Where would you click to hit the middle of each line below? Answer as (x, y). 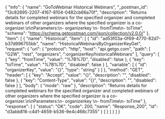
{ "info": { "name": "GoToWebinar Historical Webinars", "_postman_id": (77, 7)
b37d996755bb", (22, 44)
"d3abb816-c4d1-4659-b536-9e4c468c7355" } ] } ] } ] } (63, 112)
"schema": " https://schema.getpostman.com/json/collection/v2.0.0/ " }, (77, 33)
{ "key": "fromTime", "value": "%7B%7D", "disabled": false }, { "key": (75, 59)
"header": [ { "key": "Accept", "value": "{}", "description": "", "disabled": (78, 75)
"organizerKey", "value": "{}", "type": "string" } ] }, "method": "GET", (74, 70)
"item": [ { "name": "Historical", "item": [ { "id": (52, 38)
